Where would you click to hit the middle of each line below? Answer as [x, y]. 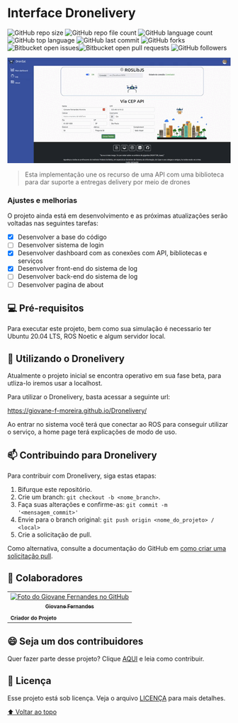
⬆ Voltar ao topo [32, 712]
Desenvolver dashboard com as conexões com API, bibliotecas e [112, 253]
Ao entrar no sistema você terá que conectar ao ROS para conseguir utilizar [118, 425]
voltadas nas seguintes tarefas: [53, 223]
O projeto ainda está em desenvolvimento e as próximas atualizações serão [118, 216]
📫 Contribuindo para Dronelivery [82, 455]
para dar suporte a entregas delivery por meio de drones [107, 181]
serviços [30, 261]
